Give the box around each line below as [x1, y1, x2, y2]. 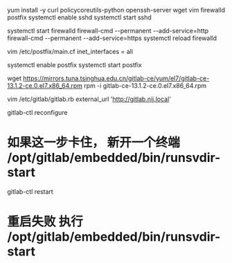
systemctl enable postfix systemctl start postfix [7, 61, 142, 69]
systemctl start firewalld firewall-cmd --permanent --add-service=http [7, 27, 209, 35]
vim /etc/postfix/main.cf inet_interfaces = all [7, 48, 134, 55]
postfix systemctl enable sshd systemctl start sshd [7, 13, 152, 21]
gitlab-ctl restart [7, 187, 53, 196]
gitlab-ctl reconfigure [7, 109, 68, 116]
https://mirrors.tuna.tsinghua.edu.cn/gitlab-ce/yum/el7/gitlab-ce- [23, 74, 210, 82]
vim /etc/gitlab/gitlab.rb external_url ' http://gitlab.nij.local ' [7, 95, 172, 103]
